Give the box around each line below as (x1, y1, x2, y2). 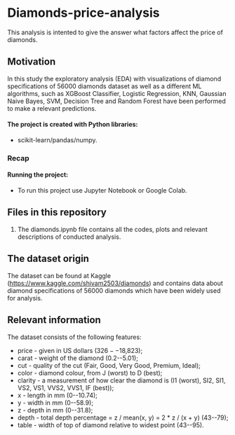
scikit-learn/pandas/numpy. (17, 135, 98, 144)
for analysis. (7, 294, 43, 302)
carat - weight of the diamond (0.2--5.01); (17, 354, 139, 362)
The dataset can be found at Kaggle (7, 271, 111, 279)
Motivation (7, 56, 56, 68)
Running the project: (7, 170, 69, 179)
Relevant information (7, 314, 102, 326)
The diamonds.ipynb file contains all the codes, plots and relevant (17, 225, 208, 233)
